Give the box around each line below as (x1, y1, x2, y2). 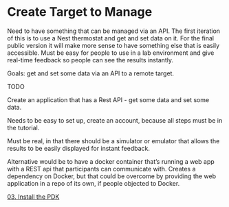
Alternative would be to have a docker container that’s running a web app (7, 157, 215, 165)
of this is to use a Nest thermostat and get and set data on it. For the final (7, 34, 215, 42)
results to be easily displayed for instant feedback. (7, 144, 150, 152)
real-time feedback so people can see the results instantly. (7, 56, 174, 64)
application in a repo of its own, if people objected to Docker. (7, 179, 180, 187)
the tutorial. (7, 123, 40, 132)
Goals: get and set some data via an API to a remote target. (7, 69, 174, 77)
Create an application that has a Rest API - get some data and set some (7, 95, 210, 103)
